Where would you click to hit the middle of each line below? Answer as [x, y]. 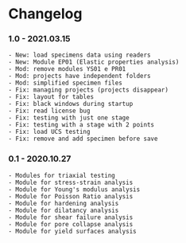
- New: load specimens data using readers [79, 55]
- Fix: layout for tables [51, 97]
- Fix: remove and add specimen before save [83, 139]
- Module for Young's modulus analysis [74, 189]
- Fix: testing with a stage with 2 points [81, 125]
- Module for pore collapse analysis [71, 224]
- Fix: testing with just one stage [69, 118]
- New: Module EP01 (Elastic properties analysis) [94, 62]
